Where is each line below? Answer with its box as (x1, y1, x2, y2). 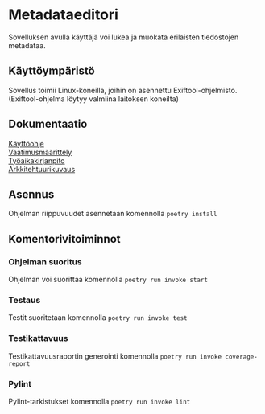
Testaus (8, 294, 41, 305)
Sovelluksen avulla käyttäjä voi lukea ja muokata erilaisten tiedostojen (8, 32, 239, 42)
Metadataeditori (8, 6, 119, 24)
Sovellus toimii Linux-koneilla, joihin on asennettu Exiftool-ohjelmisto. (8, 85, 238, 95)
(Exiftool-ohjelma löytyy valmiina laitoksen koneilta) (8, 94, 180, 104)
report (8, 359, 31, 367)
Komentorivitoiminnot (8, 232, 121, 246)
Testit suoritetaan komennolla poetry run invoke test (8, 313, 188, 322)
